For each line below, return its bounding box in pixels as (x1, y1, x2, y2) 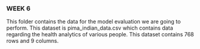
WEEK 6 (6, 4, 31, 13)
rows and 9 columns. (6, 38, 59, 45)
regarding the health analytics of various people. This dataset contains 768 (6, 31, 195, 38)
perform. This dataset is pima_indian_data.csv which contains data (6, 24, 173, 31)
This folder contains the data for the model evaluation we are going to (6, 18, 181, 25)
